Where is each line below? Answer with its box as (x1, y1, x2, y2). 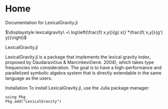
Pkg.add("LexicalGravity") (5, 98, 62, 104)
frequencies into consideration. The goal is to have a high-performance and (5, 64, 162, 70)
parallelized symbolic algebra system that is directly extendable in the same (5, 69, 162, 75)
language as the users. (5, 75, 53, 81)
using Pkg (5, 94, 26, 99)
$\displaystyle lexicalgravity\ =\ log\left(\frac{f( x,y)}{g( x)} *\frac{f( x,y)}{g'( (5, 29, 163, 35)
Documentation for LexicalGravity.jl (5, 19, 78, 25)
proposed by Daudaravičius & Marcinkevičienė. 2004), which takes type (5, 59, 154, 65)
